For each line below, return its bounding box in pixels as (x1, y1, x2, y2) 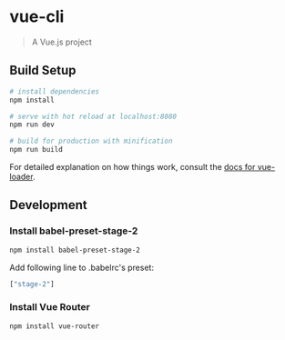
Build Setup (9, 63, 76, 78)
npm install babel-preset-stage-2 (9, 245, 141, 255)
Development (9, 197, 88, 213)
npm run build (9, 145, 64, 155)
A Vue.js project (31, 36, 93, 47)
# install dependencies (9, 86, 100, 96)
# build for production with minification (9, 136, 173, 146)
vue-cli (9, 6, 65, 27)
